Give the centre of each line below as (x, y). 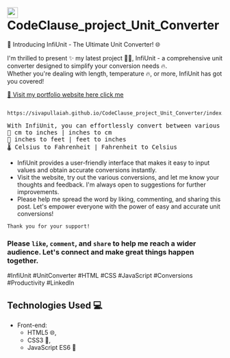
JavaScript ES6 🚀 (52, 348)
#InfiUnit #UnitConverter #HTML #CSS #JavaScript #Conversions (100, 276)
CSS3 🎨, (39, 340)
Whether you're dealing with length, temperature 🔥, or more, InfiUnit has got (115, 73)
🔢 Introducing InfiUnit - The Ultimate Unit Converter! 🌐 (84, 44)
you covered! (26, 81)
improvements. (38, 191)
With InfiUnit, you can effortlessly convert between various (114, 126)
